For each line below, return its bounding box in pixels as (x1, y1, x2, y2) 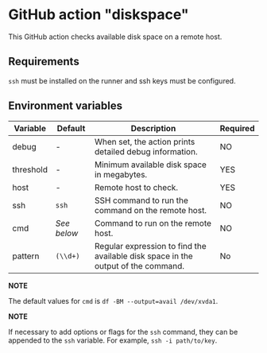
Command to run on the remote (94, 217, 212, 228)
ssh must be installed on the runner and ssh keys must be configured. (8, 76, 236, 85)
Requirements (8, 55, 79, 68)
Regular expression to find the (94, 240, 207, 251)
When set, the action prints (94, 136, 195, 147)
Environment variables (8, 99, 123, 113)
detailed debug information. (94, 145, 198, 157)
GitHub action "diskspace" (8, 6, 189, 24)
